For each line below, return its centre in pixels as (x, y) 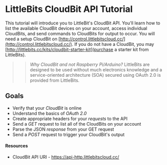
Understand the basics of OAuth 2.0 (49, 113)
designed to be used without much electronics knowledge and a (96, 70)
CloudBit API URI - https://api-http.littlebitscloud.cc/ (66, 157)
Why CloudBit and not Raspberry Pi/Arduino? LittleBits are (90, 64)
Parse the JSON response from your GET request (63, 129)
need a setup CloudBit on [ (33, 39)
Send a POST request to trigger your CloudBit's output (68, 134)
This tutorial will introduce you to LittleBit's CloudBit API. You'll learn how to (83, 23)
